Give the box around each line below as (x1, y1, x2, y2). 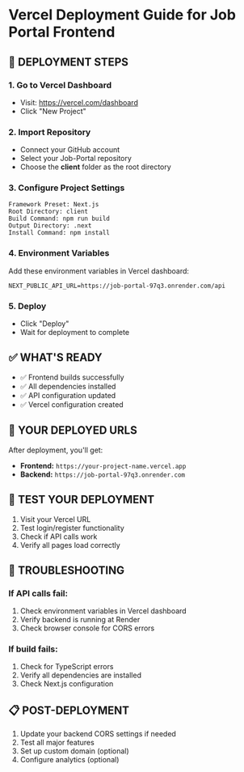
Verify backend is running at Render (19, 615, 141, 625)
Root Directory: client (8, 208, 89, 216)
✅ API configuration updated (19, 390, 116, 400)
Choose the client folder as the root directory (19, 162, 171, 172)
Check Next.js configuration (19, 679, 114, 689)
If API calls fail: (8, 587, 69, 599)
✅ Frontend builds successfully (19, 372, 124, 382)
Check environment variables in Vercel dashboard (19, 606, 187, 616)
